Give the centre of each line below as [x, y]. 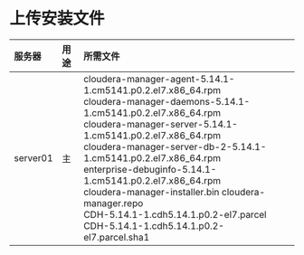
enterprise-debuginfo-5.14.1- [150, 169]
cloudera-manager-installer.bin [151, 192]
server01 [33, 157]
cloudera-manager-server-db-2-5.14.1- [175, 146]
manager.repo [113, 203]
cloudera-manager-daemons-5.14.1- [166, 101]
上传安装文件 [57, 19]
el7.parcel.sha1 [116, 237]
